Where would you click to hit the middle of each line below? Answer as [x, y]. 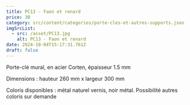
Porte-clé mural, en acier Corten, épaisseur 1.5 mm [69, 67]
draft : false [22, 50]
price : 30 [18, 17]
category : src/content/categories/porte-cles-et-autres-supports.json [95, 23]
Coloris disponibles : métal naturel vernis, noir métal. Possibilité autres [92, 90]
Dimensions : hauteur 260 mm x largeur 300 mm [65, 78]
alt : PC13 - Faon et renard [51, 39]
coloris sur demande [31, 96]
